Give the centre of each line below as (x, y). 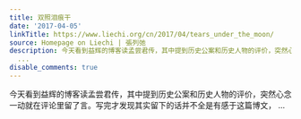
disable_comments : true (54, 68)
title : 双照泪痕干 (40, 17)
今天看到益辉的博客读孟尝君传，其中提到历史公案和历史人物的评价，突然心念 (150, 94)
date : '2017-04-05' (46, 26)
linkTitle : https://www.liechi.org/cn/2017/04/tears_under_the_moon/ (142, 34)
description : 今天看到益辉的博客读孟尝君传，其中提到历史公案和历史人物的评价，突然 (149, 51)
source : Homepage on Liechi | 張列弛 (77, 42)
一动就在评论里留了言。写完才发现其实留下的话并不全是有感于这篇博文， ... (147, 105)
